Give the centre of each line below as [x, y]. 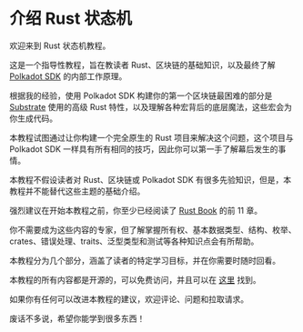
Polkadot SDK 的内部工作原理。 [68, 76]
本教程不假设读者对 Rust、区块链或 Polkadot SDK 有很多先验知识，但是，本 [151, 179]
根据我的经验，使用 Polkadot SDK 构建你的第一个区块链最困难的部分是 [141, 96]
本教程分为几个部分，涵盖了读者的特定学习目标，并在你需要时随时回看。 [145, 260]
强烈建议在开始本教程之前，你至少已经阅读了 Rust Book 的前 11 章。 [136, 210]
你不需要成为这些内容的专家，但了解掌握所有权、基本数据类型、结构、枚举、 [153, 229]
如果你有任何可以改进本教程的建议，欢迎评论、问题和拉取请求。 [129, 299]
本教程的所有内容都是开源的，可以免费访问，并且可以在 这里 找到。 [135, 279]
